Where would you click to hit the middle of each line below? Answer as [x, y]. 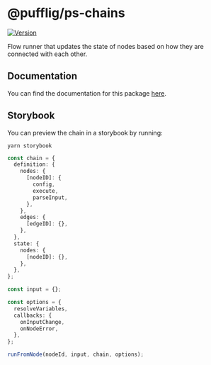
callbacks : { [33, 315]
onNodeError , [39, 328]
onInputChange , [42, 322]
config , [44, 185]
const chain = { [31, 158]
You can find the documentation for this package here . [87, 93]
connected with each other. [47, 54]
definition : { [34, 164]
